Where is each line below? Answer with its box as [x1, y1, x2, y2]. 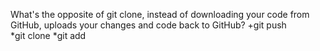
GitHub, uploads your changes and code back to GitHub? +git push [10, 19, 287, 31]
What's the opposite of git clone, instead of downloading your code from [10, 9, 310, 20]
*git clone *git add [10, 30, 87, 41]
